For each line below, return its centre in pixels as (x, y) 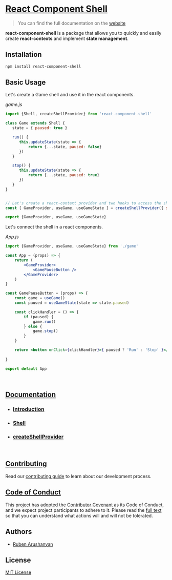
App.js (12, 237)
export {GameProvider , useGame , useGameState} (56, 217)
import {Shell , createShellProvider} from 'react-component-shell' (79, 114)
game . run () (44, 322)
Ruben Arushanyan (33, 544)
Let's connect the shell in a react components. (54, 227)
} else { (33, 326)
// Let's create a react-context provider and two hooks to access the (83, 203)
